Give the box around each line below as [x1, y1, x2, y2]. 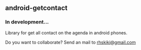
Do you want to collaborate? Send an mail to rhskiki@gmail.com [5, 39, 136, 45]
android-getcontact [5, 4, 68, 12]
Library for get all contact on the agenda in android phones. [5, 29, 128, 36]
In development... [5, 19, 49, 25]
